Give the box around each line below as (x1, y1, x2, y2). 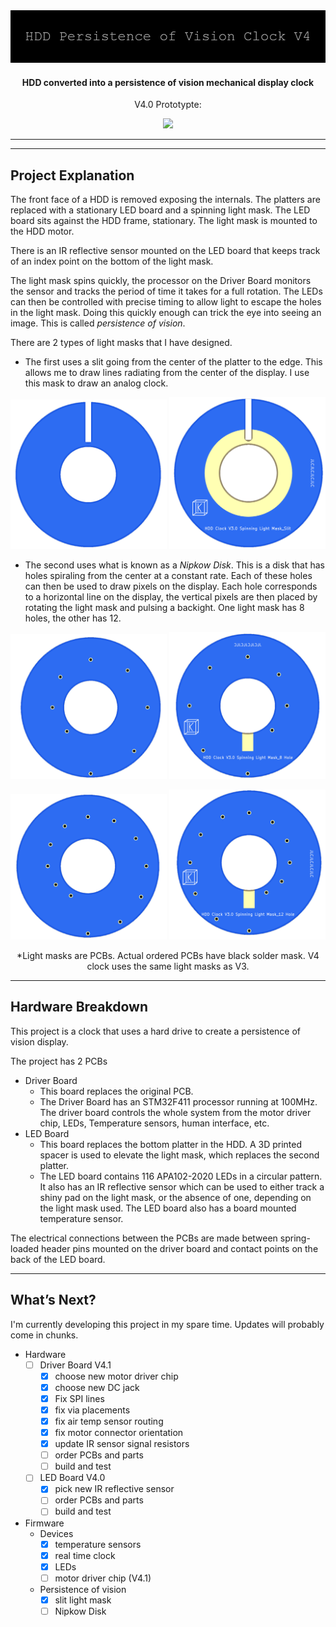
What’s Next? (10, 1292, 97, 1309)
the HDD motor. (10, 225, 75, 238)
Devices (39, 1527, 74, 1539)
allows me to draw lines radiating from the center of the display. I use (24, 367, 310, 379)
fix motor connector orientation (54, 1427, 184, 1439)
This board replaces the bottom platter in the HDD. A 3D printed (39, 1138, 303, 1150)
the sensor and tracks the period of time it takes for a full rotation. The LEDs (10, 285, 323, 298)
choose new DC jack (54, 1381, 140, 1393)
